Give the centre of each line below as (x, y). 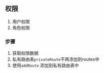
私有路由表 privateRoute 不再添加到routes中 (56, 59)
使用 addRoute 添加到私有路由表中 (46, 66)
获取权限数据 (25, 53)
